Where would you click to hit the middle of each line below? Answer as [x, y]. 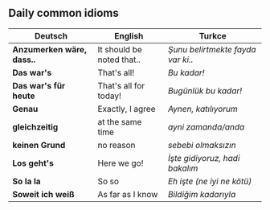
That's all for [121, 85]
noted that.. [119, 60]
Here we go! [121, 163]
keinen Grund [39, 145]
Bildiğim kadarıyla [202, 194]
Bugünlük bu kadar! [205, 90]
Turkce [213, 35]
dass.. [24, 60]
